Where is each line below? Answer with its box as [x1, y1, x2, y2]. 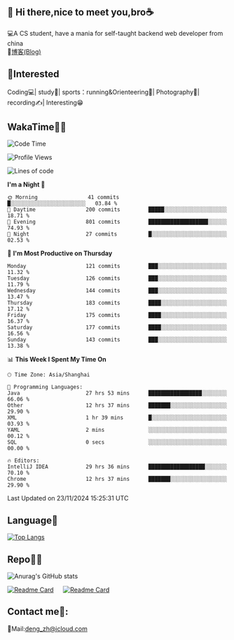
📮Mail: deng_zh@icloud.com [7, 624, 88, 633]
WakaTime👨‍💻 [7, 121, 67, 133]
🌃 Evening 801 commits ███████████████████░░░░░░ [7, 219, 228, 226]
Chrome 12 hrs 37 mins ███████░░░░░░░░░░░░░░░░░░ [7, 476, 228, 483]
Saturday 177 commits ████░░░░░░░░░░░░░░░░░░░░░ [7, 324, 228, 332]
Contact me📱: [7, 606, 69, 618]
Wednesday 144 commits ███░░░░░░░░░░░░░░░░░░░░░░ [7, 287, 228, 294]
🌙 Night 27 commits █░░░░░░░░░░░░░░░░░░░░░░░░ [7, 231, 228, 238]
